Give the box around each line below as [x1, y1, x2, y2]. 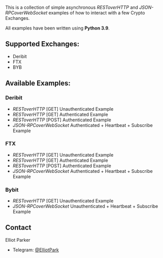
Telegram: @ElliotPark [12, 247, 59, 253]
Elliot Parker [5, 237, 30, 243]
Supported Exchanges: [5, 40, 80, 48]
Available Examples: [5, 79, 71, 88]
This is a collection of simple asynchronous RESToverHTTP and [5, 5, 139, 10]
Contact [5, 223, 31, 232]
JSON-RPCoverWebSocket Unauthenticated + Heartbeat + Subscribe [12, 203, 158, 210]
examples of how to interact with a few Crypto [48, 10, 145, 16]
